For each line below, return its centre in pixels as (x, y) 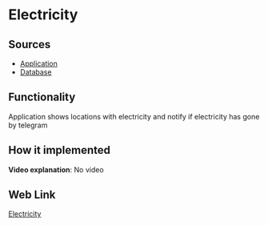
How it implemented (59, 150)
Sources (30, 44)
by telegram (28, 125)
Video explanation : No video (56, 169)
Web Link (32, 195)
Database (36, 72)
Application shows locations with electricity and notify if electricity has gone (134, 116)
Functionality (42, 97)
